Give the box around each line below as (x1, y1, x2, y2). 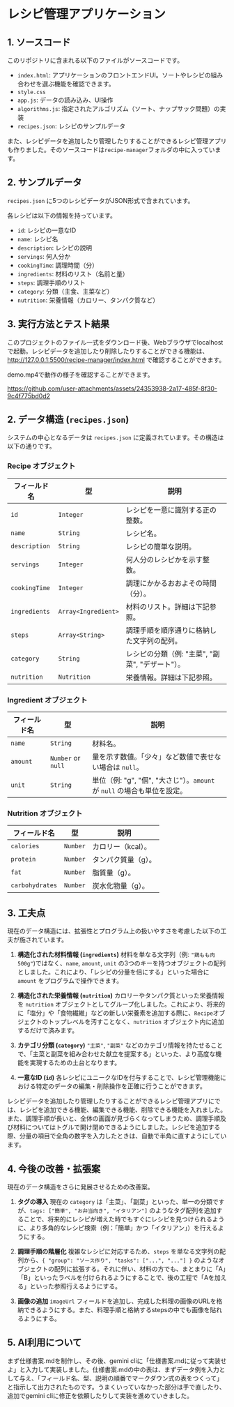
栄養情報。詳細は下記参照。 (125, 672, 217, 682)
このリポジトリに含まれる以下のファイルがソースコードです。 (7, 57, 183, 64)
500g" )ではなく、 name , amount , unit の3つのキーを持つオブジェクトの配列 (17, 959, 226, 968)
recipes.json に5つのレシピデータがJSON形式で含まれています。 (7, 196, 194, 204)
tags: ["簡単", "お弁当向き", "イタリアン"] (29, 1207, 148, 1214)
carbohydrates (10, 882, 58, 889)
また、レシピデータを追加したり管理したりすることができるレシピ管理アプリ (7, 137, 227, 145)
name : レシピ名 (17, 234, 58, 243)
